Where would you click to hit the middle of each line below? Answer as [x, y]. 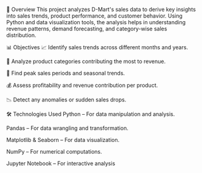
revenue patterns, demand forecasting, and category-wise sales [87, 29]
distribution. [21, 35]
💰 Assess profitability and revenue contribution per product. [82, 85]
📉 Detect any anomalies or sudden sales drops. [66, 100]
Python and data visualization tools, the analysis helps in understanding [96, 22]
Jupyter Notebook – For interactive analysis [61, 163]
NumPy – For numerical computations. [54, 151]
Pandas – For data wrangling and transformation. [68, 128]
